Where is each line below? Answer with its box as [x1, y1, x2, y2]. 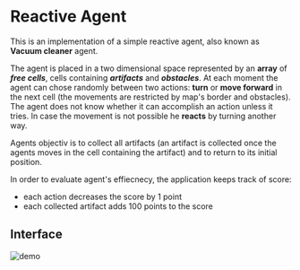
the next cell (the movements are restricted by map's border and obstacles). [10, 91, 291, 102]
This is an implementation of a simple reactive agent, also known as [10, 36, 261, 47]
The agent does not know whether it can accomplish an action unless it [10, 100, 273, 111]
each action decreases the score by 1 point [22, 191, 183, 202]
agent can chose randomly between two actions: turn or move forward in [10, 82, 283, 92]
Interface [10, 227, 63, 242]
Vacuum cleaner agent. [10, 45, 99, 56]
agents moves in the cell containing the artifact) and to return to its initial [10, 146, 278, 158]
